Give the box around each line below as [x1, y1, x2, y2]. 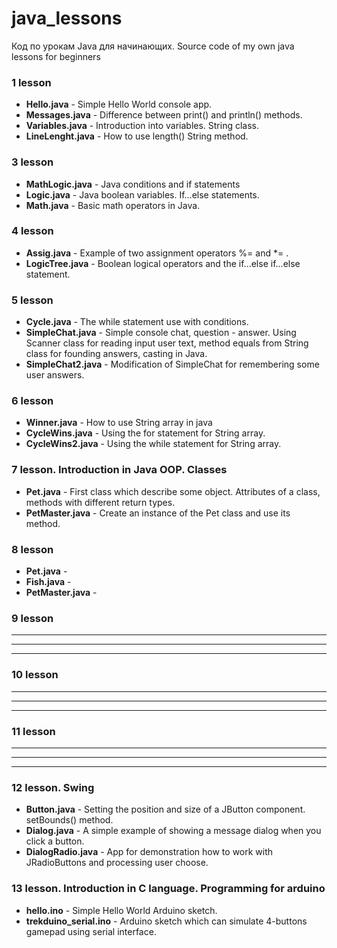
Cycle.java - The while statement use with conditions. [25, 316, 249, 328]
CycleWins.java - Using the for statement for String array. [25, 427, 266, 439]
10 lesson [11, 668, 59, 682]
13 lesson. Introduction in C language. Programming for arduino [11, 882, 326, 896]
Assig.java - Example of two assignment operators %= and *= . [25, 247, 289, 259]
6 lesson [11, 394, 54, 408]
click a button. [25, 835, 85, 847]
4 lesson [11, 224, 54, 238]
